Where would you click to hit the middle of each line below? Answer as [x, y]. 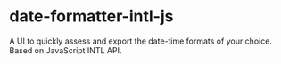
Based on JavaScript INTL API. [66, 50]
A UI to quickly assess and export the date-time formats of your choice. [140, 41]
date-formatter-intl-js [91, 16]
